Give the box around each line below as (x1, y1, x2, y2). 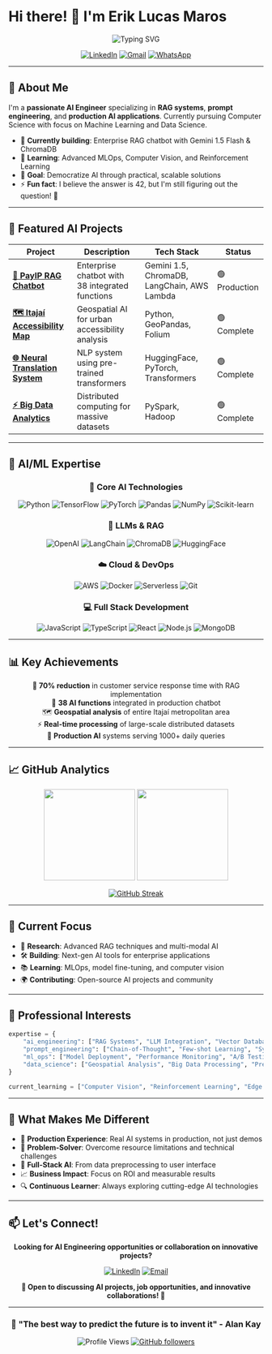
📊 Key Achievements (8, 655, 119, 668)
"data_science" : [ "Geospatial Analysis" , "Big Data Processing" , (23, 1060, 249, 1068)
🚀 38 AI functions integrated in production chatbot (51, 698, 221, 707)
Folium (144, 329, 171, 340)
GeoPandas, (144, 318, 192, 329)
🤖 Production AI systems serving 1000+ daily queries (47, 730, 225, 741)
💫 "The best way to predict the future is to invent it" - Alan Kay (11, 1318, 261, 1330)
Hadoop (144, 410, 176, 422)
